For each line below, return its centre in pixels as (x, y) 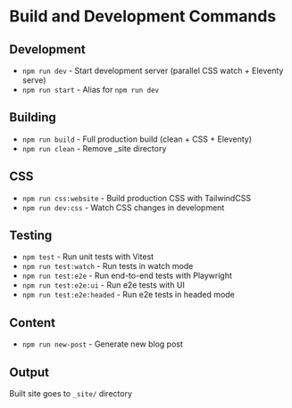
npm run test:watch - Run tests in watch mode (108, 266)
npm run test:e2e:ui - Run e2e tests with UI (104, 285)
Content (33, 322)
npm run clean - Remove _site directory (94, 148)
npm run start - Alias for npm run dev (90, 90)
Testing (31, 236)
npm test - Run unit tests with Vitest (88, 257)
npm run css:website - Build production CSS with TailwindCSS (137, 198)
